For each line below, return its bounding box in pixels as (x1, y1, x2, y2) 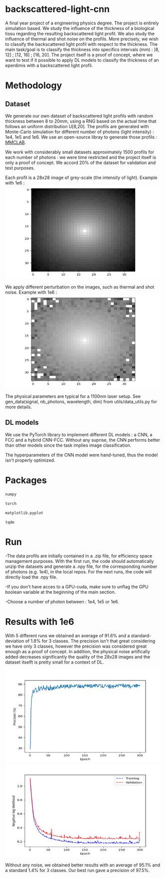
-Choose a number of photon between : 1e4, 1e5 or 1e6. (5, 598, 120, 604)
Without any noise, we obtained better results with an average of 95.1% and (5, 862, 161, 868)
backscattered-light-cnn (5, 3, 110, 15)
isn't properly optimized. (5, 457, 56, 463)
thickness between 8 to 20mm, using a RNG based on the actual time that (5, 118, 157, 124)
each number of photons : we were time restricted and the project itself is (5, 154, 156, 160)
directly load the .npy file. (5, 574, 57, 580)
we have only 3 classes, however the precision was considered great (5, 643, 147, 649)
